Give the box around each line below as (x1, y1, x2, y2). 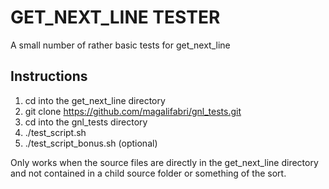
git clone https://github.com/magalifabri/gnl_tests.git (24, 105, 242, 117)
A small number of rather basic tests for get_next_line (10, 39, 231, 51)
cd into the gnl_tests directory (24, 116, 148, 128)
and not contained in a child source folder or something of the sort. (10, 167, 287, 179)
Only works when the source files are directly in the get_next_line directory (10, 156, 319, 168)
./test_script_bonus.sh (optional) (24, 137, 158, 149)
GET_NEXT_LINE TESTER (10, 6, 221, 29)
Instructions (10, 68, 88, 85)
